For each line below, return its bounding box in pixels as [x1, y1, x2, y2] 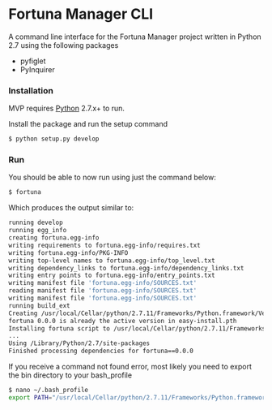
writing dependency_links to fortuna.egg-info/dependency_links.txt [8, 264, 244, 272]
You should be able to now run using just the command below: [8, 172, 216, 183]
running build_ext [8, 301, 70, 309]
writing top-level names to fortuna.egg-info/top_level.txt [8, 257, 216, 265]
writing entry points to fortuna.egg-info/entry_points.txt [8, 271, 216, 280]
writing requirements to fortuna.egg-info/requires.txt [8, 241, 201, 249]
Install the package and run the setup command [8, 119, 168, 129]
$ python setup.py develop [8, 135, 100, 143]
